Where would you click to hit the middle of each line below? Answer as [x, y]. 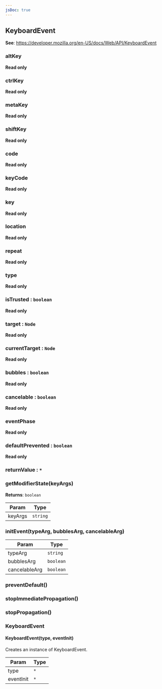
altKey [13, 56]
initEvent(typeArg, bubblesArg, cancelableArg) [65, 531]
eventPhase [20, 421]
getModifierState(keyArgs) [39, 484]
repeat [13, 251]
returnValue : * [24, 470]
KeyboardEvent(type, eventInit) [39, 638]
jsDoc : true [18, 10]
